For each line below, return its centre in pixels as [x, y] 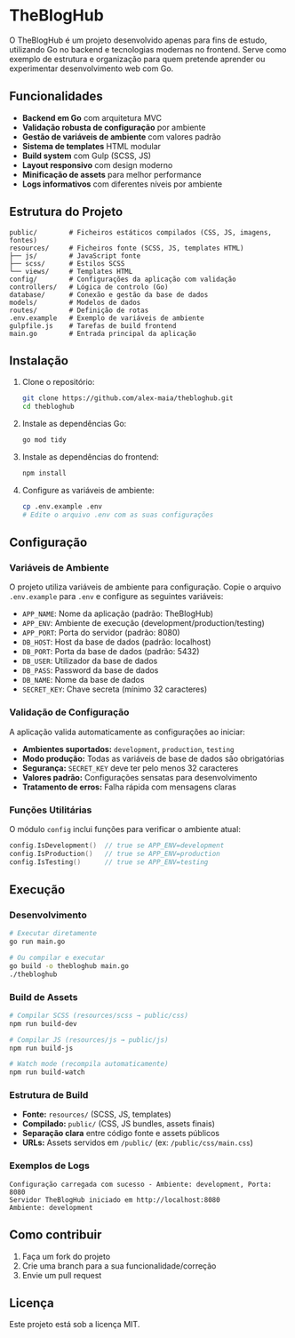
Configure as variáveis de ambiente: [88, 490]
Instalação [39, 361]
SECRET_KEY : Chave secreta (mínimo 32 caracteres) [114, 689]
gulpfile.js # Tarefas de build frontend [93, 325]
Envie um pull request [62, 1275]
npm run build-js [41, 1048]
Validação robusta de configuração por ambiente [114, 127]
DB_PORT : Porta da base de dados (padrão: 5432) [111, 652]
